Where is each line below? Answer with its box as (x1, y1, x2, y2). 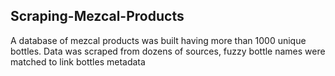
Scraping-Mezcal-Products (10, 8, 185, 25)
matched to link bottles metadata (10, 55, 146, 68)
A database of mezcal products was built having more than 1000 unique (10, 34, 307, 46)
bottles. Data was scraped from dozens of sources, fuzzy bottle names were (10, 45, 326, 57)
